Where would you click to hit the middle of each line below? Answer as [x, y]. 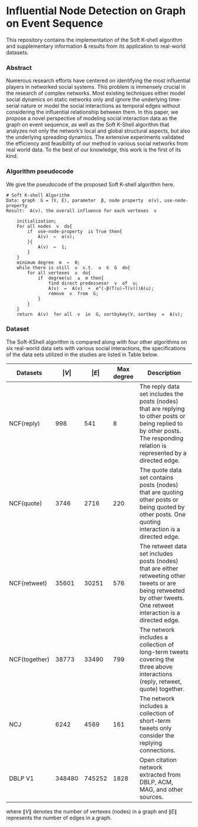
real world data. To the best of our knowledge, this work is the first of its [94, 150]
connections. [157, 750]
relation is [153, 445]
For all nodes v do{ [44, 226]
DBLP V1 [22, 778]
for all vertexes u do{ [59, 273]
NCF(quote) [26, 503]
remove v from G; [73, 293]
